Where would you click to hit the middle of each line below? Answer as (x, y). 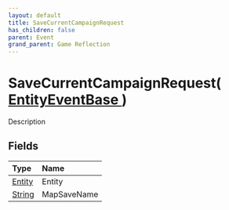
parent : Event (31, 37)
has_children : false (42, 30)
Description (27, 121)
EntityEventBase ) (68, 100)
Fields (24, 146)
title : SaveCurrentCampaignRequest (66, 23)
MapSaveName (70, 194)
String (23, 194)
